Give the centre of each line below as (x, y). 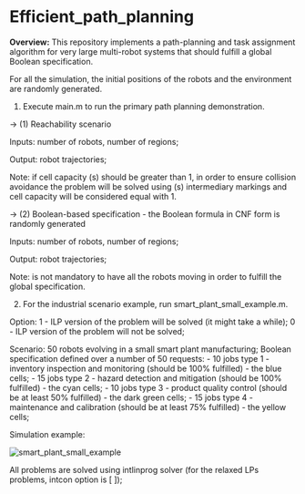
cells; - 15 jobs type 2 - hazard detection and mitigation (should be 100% (146, 378)
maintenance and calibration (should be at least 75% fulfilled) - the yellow (148, 407)
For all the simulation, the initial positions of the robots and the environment (151, 78)
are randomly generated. (56, 88)
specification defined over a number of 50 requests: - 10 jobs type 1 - (140, 358)
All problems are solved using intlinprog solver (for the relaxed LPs (134, 469)
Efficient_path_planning (102, 17)
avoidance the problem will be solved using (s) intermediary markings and (148, 186)
